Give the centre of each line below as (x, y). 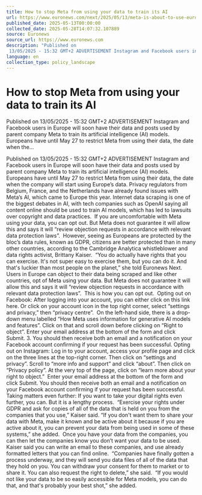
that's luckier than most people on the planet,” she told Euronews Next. (94, 268)
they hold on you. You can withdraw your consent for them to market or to (98, 466)
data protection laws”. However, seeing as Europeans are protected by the (99, 236)
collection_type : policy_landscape (51, 62)
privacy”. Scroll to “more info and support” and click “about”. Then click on (99, 364)
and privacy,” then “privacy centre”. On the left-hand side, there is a (91, 313)
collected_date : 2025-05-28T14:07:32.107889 (63, 29)
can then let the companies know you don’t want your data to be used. (94, 441)
